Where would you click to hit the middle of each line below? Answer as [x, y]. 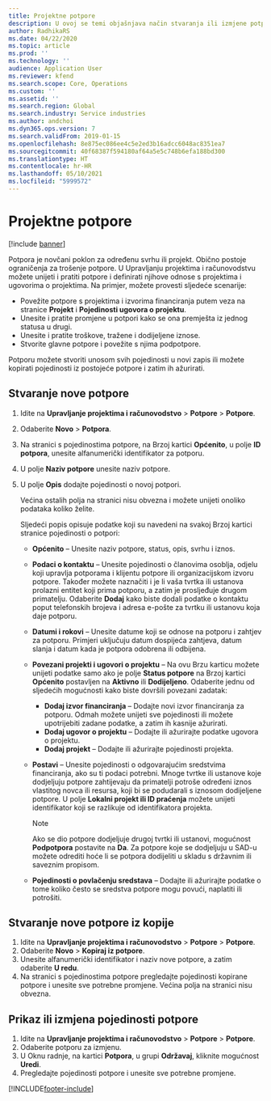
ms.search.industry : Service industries [77, 114]
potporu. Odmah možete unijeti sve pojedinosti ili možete [139, 714]
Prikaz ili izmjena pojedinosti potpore [104, 1019]
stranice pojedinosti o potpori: [70, 533]
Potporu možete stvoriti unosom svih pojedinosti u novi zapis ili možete [126, 359]
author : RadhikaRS [39, 31]
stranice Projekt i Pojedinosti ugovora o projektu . [103, 309]
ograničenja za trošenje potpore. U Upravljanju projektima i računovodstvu [132, 268]
